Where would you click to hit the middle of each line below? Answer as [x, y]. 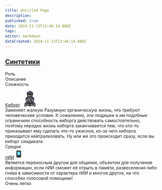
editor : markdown [23, 36]
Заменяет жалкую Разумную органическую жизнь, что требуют [73, 110]
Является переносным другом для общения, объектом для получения [79, 163]
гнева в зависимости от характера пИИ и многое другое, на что [72, 173]
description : [18, 15]
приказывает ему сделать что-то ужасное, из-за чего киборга [70, 131]
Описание [15, 79]
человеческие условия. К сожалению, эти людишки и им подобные [76, 115]
